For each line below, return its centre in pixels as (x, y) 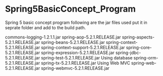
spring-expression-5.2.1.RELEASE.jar (78, 53)
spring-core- (139, 47)
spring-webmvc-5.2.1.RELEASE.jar (75, 68)
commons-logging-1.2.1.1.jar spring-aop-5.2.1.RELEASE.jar (63, 37)
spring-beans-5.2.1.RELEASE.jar (73, 42)
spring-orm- (146, 57)
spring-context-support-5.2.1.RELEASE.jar (83, 47)
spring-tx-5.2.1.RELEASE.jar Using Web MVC (86, 63)
